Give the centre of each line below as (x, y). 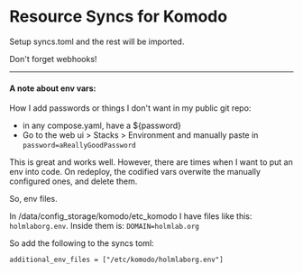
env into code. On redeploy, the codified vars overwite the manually (135, 172)
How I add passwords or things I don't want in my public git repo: (130, 108)
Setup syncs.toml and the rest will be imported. (97, 41)
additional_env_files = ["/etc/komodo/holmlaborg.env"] (116, 260)
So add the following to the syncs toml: (82, 243)
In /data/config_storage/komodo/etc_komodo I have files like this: (131, 216)
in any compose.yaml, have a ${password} (102, 126)
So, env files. (33, 199)
